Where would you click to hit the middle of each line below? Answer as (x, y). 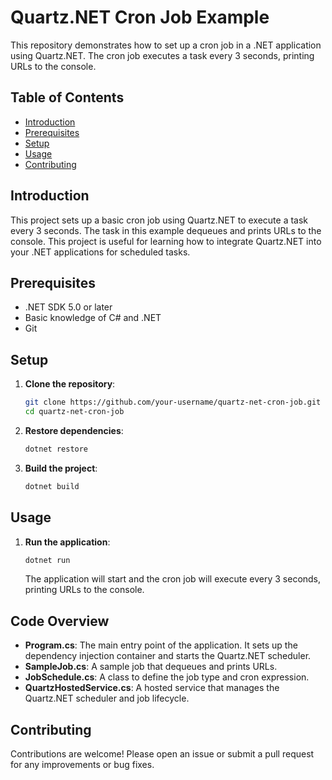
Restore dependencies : (74, 430)
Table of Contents (67, 97)
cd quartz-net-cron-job (74, 412)
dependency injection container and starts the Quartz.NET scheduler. (168, 656)
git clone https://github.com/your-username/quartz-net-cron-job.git (173, 402)
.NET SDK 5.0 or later (68, 307)
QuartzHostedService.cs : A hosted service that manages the (152, 688)
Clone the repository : (70, 384)
